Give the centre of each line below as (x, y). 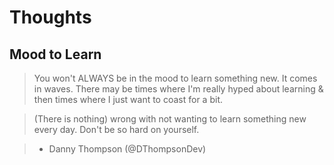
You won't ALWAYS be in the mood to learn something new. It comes (175, 78)
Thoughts (50, 17)
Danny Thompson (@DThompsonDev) (127, 149)
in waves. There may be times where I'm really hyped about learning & (178, 89)
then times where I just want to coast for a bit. (128, 99)
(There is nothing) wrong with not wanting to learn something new (170, 119)
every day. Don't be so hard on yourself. (116, 129)
